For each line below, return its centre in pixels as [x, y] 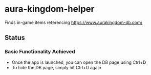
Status [15, 38]
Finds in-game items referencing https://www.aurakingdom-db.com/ [74, 22]
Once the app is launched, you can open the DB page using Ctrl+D [79, 62]
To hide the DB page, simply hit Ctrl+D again [56, 67]
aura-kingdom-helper [50, 9]
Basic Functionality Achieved [40, 52]
